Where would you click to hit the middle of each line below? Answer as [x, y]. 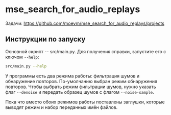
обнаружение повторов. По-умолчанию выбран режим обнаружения [81, 81]
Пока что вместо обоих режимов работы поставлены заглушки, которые [85, 102]
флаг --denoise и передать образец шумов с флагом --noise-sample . [80, 92]
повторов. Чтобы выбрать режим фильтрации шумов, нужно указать [81, 87]
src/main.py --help [26, 66]
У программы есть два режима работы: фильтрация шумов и [72, 76]
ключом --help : [22, 57]
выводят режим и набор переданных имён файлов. [62, 107]
